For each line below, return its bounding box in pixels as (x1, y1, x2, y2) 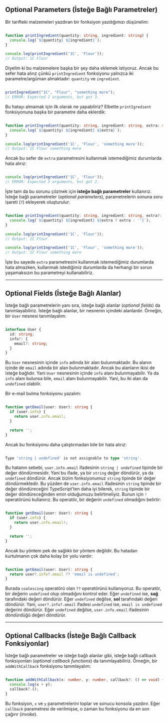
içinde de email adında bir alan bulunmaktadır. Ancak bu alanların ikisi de (5, 365, 155, 371)
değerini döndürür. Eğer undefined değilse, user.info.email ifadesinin (5, 607, 149, 613)
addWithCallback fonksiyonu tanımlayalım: (5, 663, 91, 669)
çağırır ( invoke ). (5, 711, 38, 717)
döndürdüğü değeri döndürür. (5, 612, 66, 618)
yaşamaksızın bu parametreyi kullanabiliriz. (5, 270, 94, 276)
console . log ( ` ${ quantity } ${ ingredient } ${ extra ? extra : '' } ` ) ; (9, 217, 151, 223)
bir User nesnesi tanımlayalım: (5, 313, 66, 319)
